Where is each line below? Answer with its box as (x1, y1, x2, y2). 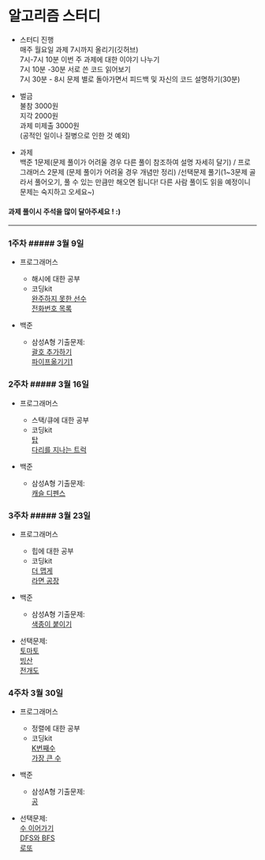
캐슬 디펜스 (31, 488, 65, 498)
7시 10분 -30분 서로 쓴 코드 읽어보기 (19, 64, 132, 74)
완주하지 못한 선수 (31, 294, 87, 304)
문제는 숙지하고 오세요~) (19, 187, 95, 196)
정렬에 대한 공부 (31, 724, 80, 734)
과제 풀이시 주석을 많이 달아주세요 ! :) (8, 206, 121, 216)
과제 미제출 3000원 (19, 120, 80, 130)
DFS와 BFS (19, 833, 55, 843)
